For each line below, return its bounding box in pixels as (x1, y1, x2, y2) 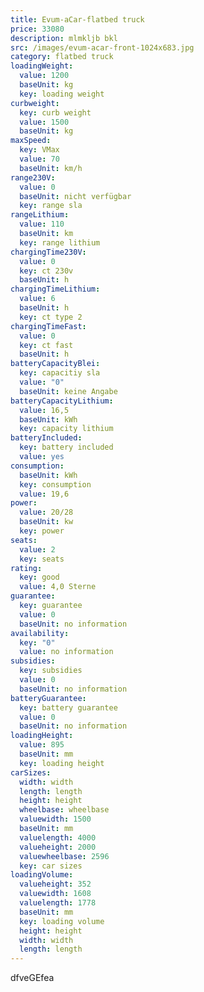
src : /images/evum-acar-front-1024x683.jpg (10, 42, 195, 53)
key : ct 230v (19, 266, 74, 276)
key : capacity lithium (19, 424, 114, 434)
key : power (19, 526, 65, 536)
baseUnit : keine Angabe (19, 386, 118, 396)
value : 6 (19, 294, 56, 304)
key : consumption (19, 479, 92, 490)
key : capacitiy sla (19, 368, 101, 378)
